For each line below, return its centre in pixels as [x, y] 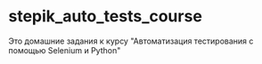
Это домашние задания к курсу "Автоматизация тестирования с [131, 41]
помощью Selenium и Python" [65, 50]
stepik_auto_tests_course [105, 16]
